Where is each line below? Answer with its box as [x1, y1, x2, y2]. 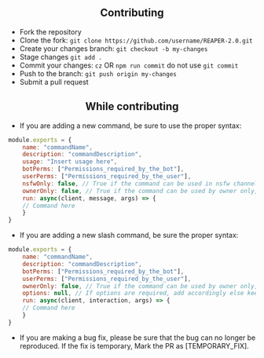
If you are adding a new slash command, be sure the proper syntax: [19, 231, 239, 240]
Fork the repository [19, 27, 82, 36]
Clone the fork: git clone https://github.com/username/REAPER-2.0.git [19, 35, 253, 45]
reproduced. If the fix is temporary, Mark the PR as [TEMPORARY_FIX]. [19, 341, 249, 350]
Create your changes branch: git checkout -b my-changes [19, 43, 208, 53]
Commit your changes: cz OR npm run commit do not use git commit [19, 60, 239, 70]
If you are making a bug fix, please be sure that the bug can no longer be [19, 333, 256, 342]
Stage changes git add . [19, 52, 102, 61]
